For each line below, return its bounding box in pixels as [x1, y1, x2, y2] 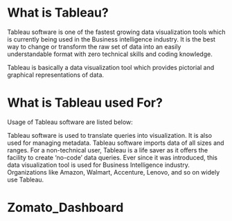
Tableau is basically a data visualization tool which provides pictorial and [7, 63, 215, 71]
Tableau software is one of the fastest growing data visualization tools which [7, 28, 226, 36]
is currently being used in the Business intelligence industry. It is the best [7, 35, 216, 43]
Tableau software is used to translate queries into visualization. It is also [7, 131, 213, 139]
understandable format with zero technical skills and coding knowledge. [7, 50, 213, 58]
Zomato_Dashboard [7, 200, 124, 215]
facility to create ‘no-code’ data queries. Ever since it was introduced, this [7, 153, 218, 161]
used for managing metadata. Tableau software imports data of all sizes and [7, 139, 224, 147]
